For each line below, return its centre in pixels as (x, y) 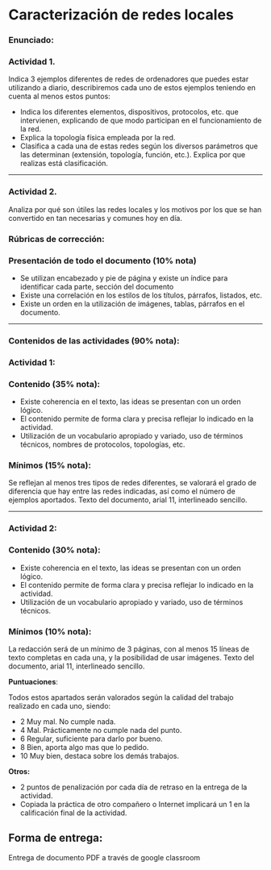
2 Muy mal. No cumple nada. (68, 721)
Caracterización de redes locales (121, 15)
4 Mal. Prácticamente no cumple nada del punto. (101, 730)
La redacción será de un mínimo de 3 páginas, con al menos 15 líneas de (129, 649)
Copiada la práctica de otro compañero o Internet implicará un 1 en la (135, 804)
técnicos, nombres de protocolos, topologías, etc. (102, 444)
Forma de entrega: (56, 838)
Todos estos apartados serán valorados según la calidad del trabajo (121, 697)
